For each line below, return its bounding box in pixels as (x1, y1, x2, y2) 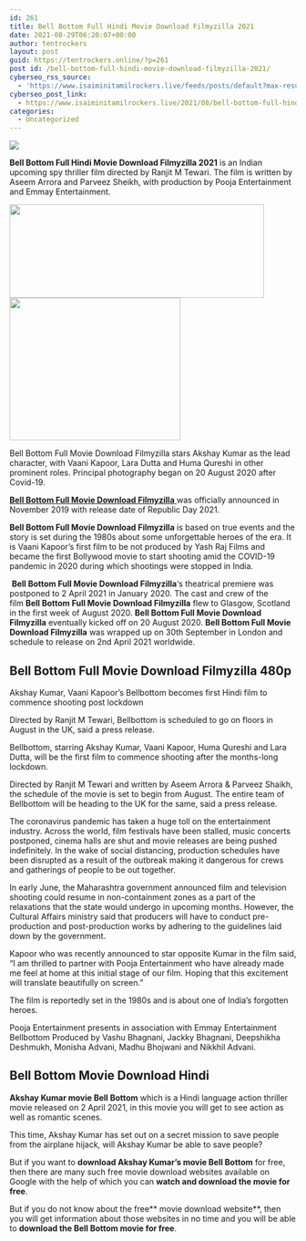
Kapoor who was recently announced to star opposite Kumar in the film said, (9, 947, 297, 958)
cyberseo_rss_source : (9, 73, 92, 82)
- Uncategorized (17, 115, 79, 124)
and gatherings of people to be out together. (9, 864, 176, 875)
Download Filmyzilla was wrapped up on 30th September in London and (9, 626, 283, 638)
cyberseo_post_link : (9, 89, 88, 98)
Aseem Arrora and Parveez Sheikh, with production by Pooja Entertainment (9, 177, 291, 188)
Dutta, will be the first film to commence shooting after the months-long (9, 751, 279, 762)
